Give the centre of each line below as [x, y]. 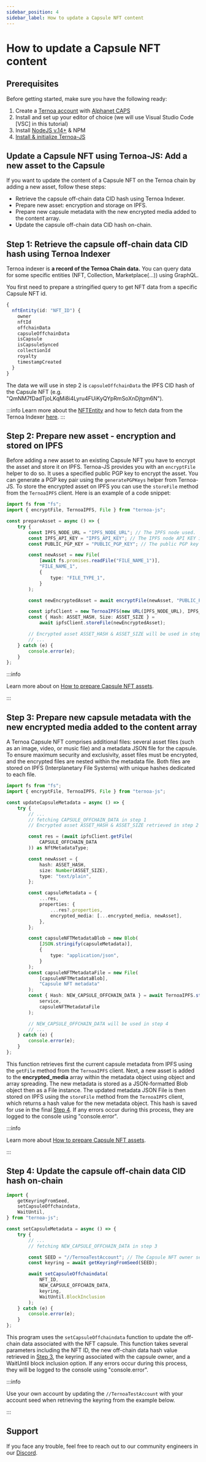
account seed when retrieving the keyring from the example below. [91, 1400]
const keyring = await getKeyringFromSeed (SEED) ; [93, 1263]
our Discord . [22, 1452]
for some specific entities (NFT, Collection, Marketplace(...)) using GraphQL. [103, 275]
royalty [27, 356]
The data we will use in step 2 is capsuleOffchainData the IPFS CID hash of [101, 385]
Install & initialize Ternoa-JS [50, 136]
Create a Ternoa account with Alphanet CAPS [73, 111]
